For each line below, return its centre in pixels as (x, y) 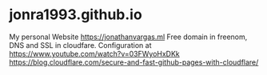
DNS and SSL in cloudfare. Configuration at (80, 45)
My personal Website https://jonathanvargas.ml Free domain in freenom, (128, 37)
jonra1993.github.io (76, 15)
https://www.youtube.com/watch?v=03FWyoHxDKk (95, 53)
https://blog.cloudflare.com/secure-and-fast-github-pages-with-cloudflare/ (134, 62)
